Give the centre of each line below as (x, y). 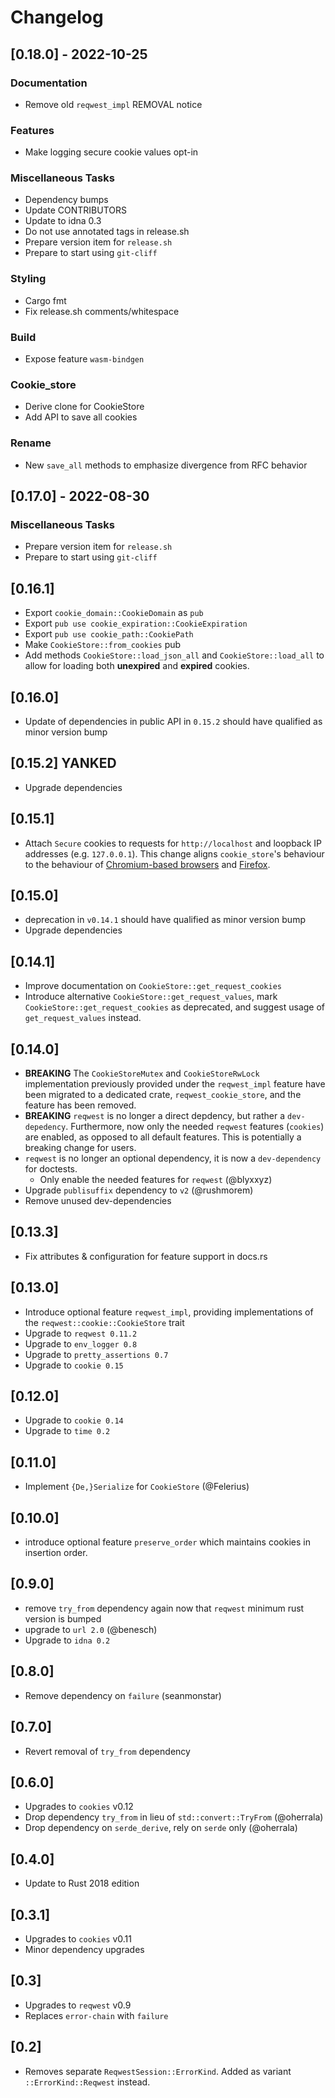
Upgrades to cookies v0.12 (79, 1807)
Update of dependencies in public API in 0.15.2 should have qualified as (173, 721)
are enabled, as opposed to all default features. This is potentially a (163, 1137)
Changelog (57, 17)
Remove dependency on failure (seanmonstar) (123, 1695)
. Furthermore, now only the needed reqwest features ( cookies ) (195, 1127)
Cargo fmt (45, 300)
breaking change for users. (80, 1148)
